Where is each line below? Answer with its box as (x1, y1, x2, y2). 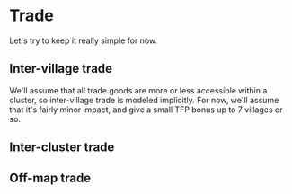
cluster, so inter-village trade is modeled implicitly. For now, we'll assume (9, 94, 279, 105)
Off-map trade (9, 170, 92, 185)
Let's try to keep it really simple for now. (9, 35, 158, 46)
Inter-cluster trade (9, 140, 115, 155)
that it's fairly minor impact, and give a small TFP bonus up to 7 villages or (9, 104, 283, 115)
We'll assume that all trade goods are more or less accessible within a (9, 84, 268, 95)
